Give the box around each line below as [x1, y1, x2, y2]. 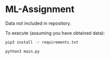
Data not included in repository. [5, 20, 71, 26]
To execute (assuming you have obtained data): [5, 30, 105, 36]
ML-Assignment [5, 4, 75, 15]
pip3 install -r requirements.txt [5, 39, 79, 45]
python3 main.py [5, 49, 40, 54]
